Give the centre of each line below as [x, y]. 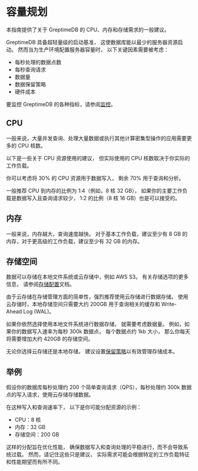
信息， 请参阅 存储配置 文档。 [40, 284]
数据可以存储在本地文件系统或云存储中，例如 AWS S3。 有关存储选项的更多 [98, 277]
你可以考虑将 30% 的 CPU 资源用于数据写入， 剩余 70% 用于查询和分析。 [95, 178]
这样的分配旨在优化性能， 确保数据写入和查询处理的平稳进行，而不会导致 [95, 447]
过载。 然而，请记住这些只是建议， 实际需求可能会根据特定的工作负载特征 [100, 454]
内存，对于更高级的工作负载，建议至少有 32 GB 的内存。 [75, 241]
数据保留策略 [30, 84]
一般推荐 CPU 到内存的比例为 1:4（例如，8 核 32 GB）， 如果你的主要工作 [94, 190]
